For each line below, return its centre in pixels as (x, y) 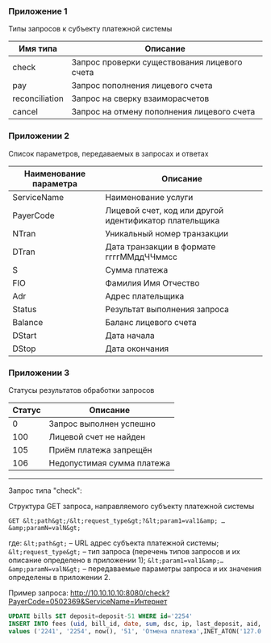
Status (25, 309)
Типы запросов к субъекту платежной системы (90, 29)
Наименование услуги (149, 197)
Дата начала (130, 335)
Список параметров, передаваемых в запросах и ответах (108, 153)
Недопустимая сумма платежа (110, 463)
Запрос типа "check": (45, 491)
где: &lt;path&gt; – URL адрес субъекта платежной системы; (114, 543)
